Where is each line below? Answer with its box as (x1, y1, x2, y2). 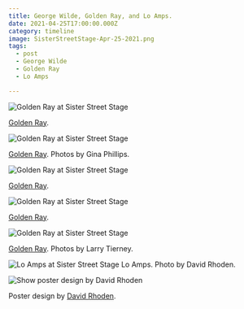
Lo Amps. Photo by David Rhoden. (120, 259, 236, 269)
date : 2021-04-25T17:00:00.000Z (8, 20, 118, 28)
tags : (8, 42, 27, 50)
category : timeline (8, 27, 75, 35)
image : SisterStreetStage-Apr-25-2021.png (8, 34, 155, 43)
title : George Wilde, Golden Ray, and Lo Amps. (8, 11, 173, 20)
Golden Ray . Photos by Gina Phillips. (8, 149, 130, 159)
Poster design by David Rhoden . (8, 290, 116, 301)
